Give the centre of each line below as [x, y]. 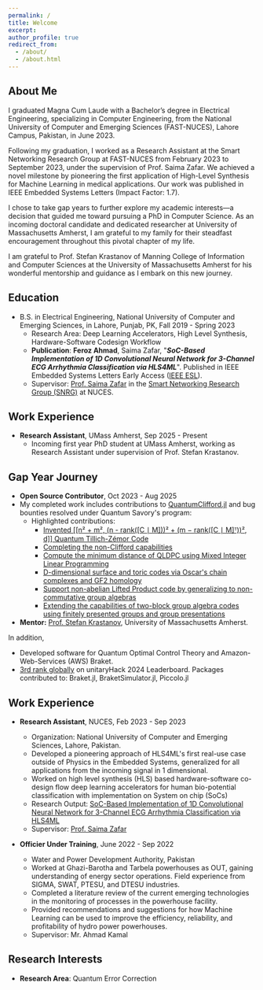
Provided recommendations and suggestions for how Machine [132, 909]
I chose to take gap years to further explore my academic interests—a [121, 207]
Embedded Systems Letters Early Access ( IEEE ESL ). [117, 375]
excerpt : [22, 30]
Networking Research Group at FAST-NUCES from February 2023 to [119, 159]
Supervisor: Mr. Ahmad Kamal [79, 934]
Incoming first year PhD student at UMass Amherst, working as [133, 444]
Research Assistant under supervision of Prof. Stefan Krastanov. [135, 453]
